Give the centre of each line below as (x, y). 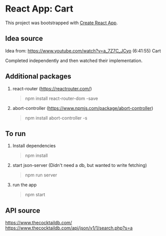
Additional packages (38, 76)
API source (23, 211)
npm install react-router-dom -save (61, 98)
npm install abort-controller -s (56, 118)
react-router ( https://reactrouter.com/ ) (52, 88)
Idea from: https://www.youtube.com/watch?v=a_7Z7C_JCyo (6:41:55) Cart (83, 50)
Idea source (24, 39)
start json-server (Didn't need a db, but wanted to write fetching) (80, 165)
